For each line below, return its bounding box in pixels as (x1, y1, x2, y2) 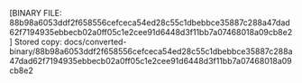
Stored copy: (14, 36, 63, 47)
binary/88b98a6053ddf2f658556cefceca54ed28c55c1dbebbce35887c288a (9, 46, 293, 57)
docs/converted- (64, 36, 127, 47)
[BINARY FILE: (9, 8, 62, 18)
